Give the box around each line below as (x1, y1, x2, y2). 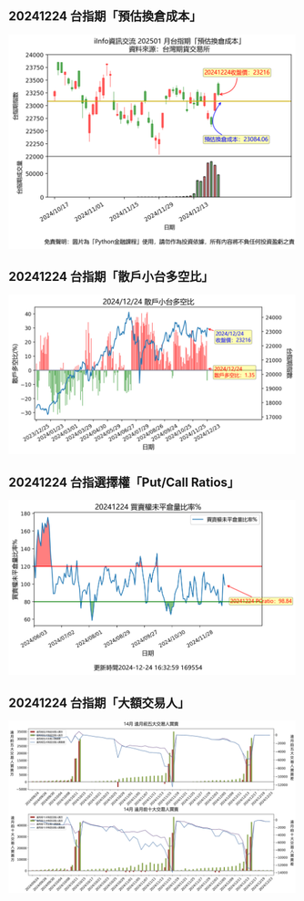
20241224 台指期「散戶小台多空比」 (8, 269, 215, 285)
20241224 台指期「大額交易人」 (8, 695, 190, 710)
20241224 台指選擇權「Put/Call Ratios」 (8, 474, 240, 490)
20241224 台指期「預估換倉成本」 (8, 8, 202, 25)
